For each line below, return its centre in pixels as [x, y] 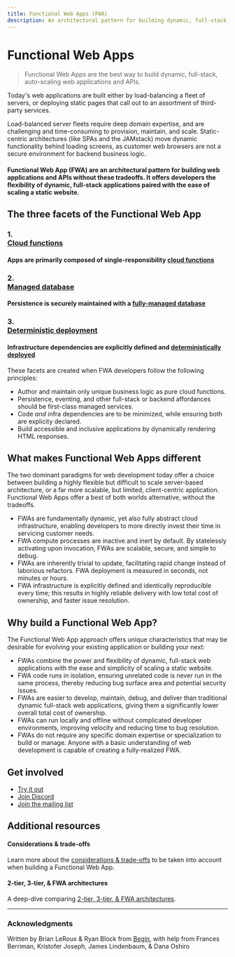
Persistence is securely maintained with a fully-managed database [107, 303]
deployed [21, 355]
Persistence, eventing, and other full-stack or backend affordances [114, 399]
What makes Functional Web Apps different [104, 458]
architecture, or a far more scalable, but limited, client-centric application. [113, 490]
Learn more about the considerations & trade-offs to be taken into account [115, 859]
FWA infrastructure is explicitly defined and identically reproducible [114, 586]
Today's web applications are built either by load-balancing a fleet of [106, 95]
